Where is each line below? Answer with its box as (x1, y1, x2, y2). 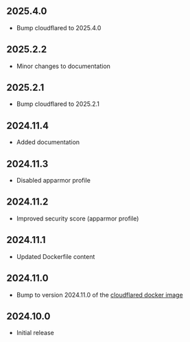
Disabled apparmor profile (16, 176, 91, 185)
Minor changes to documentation (16, 62, 111, 70)
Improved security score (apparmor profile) (16, 214, 139, 223)
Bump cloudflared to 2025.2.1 (16, 100, 100, 109)
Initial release (16, 329, 54, 337)
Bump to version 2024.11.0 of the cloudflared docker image (16, 290, 183, 299)
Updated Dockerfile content (16, 252, 95, 260)
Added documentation (16, 138, 80, 146)
